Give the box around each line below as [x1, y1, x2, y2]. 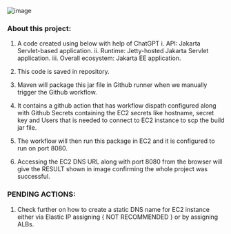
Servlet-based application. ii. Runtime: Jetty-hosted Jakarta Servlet [17, 47, 209, 55]
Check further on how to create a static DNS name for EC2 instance [17, 205, 210, 213]
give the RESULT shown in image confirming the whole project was [17, 165, 208, 173]
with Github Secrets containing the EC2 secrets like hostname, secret [17, 109, 214, 117]
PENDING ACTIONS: [7, 190, 76, 199]
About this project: [7, 23, 72, 33]
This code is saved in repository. [17, 68, 110, 76]
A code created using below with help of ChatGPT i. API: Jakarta [17, 39, 201, 48]
